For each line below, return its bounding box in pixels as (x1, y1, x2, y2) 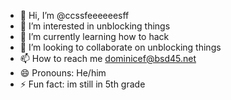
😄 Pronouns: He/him (19, 67, 107, 79)
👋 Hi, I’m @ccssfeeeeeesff (19, 10, 130, 21)
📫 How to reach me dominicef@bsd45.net (19, 53, 197, 64)
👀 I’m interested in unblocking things (19, 20, 171, 32)
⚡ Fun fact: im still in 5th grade (19, 78, 146, 90)
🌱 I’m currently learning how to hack (19, 31, 170, 42)
